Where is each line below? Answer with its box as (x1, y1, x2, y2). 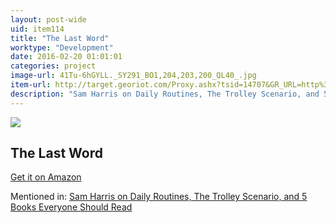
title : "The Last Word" (10, 33, 110, 43)
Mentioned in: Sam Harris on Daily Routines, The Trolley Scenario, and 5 (10, 191, 308, 203)
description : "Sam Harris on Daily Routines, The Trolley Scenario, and (10, 89, 320, 99)
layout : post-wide (10, 14, 87, 25)
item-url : (10, 80, 52, 90)
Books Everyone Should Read (10, 201, 133, 213)
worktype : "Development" (10, 42, 114, 53)
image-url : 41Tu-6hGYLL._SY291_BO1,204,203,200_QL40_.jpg (10, 71, 257, 81)
